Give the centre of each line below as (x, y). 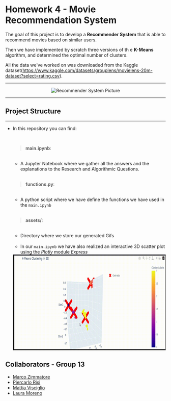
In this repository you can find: (45, 128)
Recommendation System (61, 20)
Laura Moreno (27, 393)
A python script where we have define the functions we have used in (92, 199)
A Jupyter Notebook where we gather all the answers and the (84, 163)
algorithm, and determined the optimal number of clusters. (67, 55)
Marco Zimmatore (31, 377)
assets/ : (34, 220)
